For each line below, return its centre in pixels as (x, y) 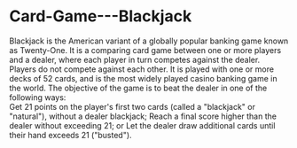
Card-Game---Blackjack (101, 16)
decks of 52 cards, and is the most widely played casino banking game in (143, 78)
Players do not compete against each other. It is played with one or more (142, 69)
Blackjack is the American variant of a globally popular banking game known (149, 41)
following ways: (38, 97)
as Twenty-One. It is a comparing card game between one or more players (145, 50)
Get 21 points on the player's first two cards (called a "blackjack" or (132, 106)
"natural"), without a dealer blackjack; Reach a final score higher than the (143, 116)
